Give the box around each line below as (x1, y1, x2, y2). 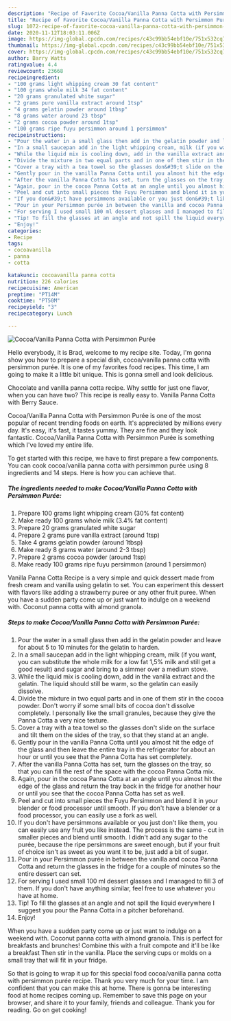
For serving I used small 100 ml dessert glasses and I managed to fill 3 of (17, 877, 224, 885)
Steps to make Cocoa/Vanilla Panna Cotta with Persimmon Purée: (8, 618, 200, 626)
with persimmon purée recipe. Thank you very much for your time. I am (8, 976, 209, 985)
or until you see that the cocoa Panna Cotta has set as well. (17, 789, 186, 798)
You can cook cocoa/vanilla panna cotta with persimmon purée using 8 (8, 461, 208, 470)
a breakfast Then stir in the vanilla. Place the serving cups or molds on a (8, 948, 212, 956)
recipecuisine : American (8, 285, 79, 292)
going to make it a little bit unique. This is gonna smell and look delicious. (8, 370, 215, 378)
